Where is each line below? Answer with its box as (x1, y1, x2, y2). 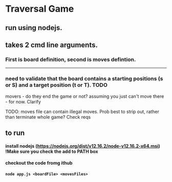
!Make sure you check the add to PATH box (5, 148, 98, 154)
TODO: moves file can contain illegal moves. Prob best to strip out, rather (5, 108, 160, 115)
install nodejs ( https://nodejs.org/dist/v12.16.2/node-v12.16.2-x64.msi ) (5, 143, 160, 149)
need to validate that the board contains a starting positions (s (5, 75, 163, 82)
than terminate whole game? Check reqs (5, 114, 91, 120)
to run (5, 128, 25, 137)
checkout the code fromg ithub (5, 160, 73, 166)
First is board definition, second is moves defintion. (5, 56, 136, 63)
